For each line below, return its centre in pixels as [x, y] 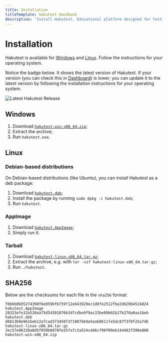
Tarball [14, 246]
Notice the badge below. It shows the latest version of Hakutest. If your [78, 73]
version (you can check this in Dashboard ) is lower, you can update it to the [83, 78]
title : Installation [27, 10]
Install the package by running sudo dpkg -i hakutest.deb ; [73, 198]
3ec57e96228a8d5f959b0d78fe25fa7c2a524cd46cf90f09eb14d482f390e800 [77, 330]
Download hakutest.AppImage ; [43, 227]
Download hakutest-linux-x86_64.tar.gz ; [55, 256]
